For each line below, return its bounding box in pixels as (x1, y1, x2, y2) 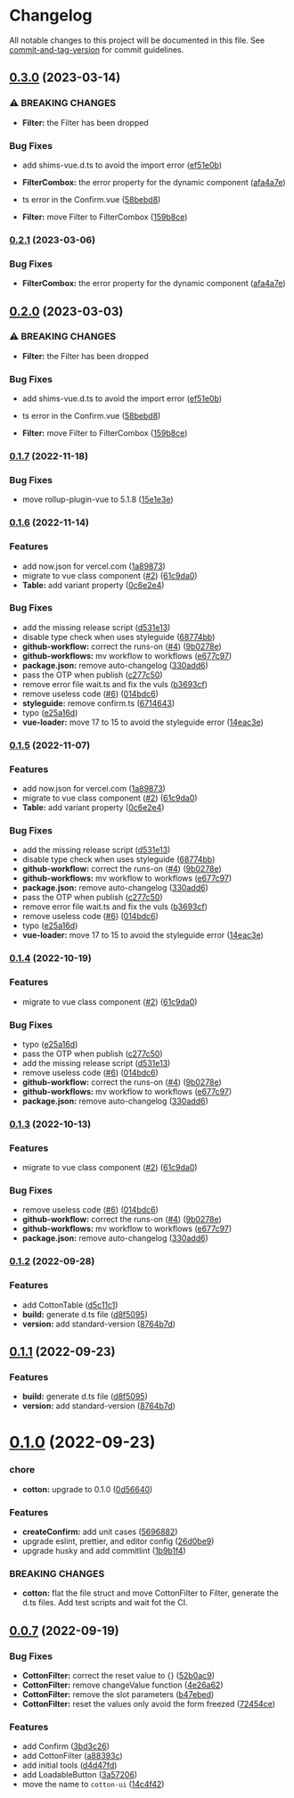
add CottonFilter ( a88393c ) (21, 1751, 123, 1761)
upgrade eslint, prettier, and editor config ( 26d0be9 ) (21, 1536, 215, 1547)
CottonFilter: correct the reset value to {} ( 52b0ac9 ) (21, 1671, 216, 1681)
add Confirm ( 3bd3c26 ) (21, 1741, 110, 1752)
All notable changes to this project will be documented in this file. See (9, 35, 265, 45)
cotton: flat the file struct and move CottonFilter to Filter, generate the (21, 1588, 279, 1598)
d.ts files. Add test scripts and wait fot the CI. (21, 1597, 188, 1608)
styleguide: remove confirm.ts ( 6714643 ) (21, 697, 176, 709)
